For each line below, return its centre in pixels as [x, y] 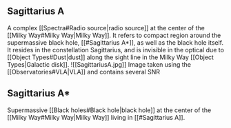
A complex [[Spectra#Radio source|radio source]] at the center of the [106, 28]
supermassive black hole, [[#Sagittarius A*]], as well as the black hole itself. [115, 42]
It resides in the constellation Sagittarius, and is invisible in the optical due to [115, 50]
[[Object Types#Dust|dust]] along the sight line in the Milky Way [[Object [110, 57]
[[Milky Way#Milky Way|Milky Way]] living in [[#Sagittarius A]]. [96, 117]
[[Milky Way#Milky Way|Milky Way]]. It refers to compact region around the [114, 35]
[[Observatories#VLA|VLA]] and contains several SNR [84, 72]
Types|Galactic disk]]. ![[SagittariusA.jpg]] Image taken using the [99, 64]
